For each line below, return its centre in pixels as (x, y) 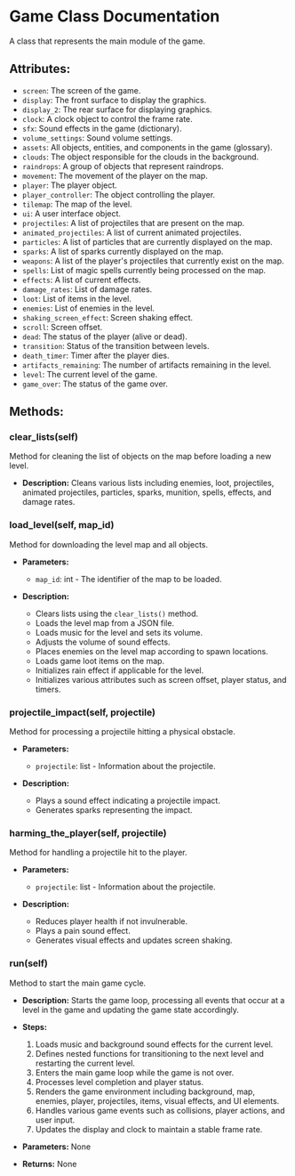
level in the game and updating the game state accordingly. (131, 1010)
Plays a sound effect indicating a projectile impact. (128, 801)
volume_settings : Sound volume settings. (97, 138)
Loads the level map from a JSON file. (105, 623)
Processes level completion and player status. (120, 1082)
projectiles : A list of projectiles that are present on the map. (133, 223)
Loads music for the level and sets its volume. (119, 632)
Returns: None (49, 1164)
